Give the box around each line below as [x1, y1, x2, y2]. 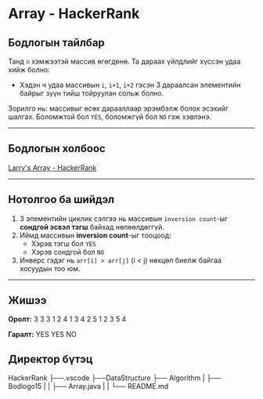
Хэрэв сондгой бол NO [31, 247, 104, 256]
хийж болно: [8, 65, 50, 74]
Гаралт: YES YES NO [8, 330, 77, 339]
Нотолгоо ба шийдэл [8, 193, 115, 206]
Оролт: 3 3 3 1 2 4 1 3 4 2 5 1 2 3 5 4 [8, 314, 127, 324]
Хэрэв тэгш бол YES [31, 238, 96, 248]
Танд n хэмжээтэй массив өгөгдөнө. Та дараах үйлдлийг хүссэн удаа [8, 56, 241, 66]
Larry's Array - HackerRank [8, 162, 97, 172]
